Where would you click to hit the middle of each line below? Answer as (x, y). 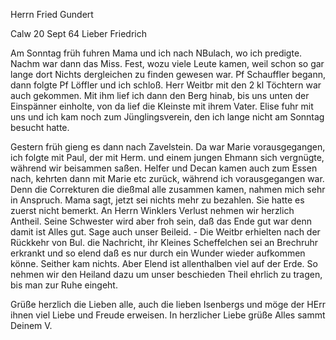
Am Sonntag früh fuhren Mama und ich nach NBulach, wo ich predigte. (156, 53)
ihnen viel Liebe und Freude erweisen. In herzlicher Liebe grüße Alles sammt (168, 315)
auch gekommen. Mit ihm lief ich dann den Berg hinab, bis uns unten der (160, 95)
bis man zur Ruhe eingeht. (64, 285)
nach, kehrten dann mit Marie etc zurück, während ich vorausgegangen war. (167, 178)
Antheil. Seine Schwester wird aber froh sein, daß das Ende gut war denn (161, 221)
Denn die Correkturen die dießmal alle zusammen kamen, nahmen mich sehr (168, 189)
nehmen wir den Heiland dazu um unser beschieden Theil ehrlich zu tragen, (166, 274)
